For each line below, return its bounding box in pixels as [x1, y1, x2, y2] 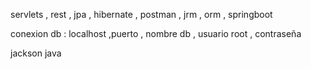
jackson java [10, 47, 62, 59]
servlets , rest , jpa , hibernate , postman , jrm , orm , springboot [10, 9, 273, 20]
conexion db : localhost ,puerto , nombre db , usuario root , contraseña [10, 28, 302, 39]
